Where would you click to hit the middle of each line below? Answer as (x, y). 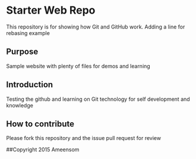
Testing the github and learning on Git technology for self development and (98, 99)
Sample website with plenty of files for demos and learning (78, 66)
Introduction (30, 85)
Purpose (22, 52)
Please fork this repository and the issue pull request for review (84, 138)
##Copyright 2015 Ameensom (43, 150)
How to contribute (40, 124)
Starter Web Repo (51, 10)
